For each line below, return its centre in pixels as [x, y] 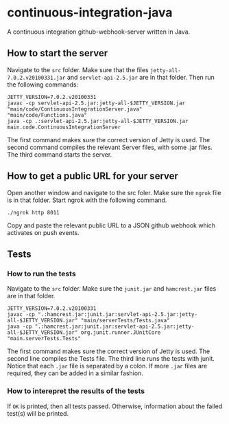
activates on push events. [44, 232]
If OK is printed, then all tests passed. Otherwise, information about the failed [115, 406]
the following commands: [43, 85]
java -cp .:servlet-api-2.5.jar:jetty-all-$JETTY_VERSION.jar [98, 121]
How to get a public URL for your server [93, 176]
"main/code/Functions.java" [47, 115]
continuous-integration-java [90, 13]
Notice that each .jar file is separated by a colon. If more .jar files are [107, 366]
